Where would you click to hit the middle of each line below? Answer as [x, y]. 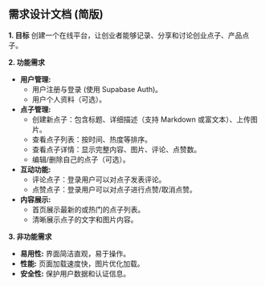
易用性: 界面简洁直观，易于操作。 [75, 253]
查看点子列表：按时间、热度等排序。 [92, 139]
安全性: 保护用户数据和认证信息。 [75, 273]
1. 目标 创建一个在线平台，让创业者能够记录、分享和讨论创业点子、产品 [125, 35]
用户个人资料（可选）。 [69, 99]
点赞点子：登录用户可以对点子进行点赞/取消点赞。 [114, 189]
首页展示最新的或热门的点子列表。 [88, 209]
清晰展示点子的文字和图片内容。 [85, 220]
